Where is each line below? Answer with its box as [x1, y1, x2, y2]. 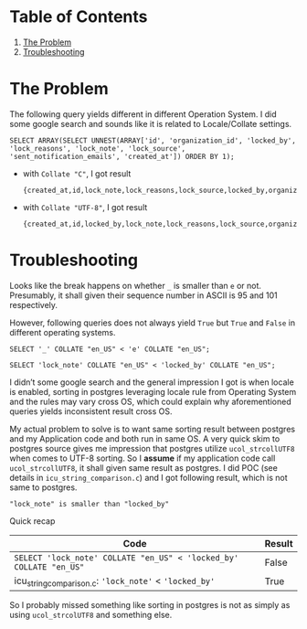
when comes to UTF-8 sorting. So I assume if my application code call [9, 453, 276, 464]
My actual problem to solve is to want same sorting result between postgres [9, 423, 295, 434]
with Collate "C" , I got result [22, 167, 132, 179]
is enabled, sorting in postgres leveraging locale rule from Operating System [9, 386, 297, 397]
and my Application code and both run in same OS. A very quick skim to [9, 432, 281, 444]
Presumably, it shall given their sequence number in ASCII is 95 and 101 [9, 290, 279, 301]
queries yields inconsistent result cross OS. [9, 405, 173, 417]
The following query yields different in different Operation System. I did [9, 108, 277, 120]
